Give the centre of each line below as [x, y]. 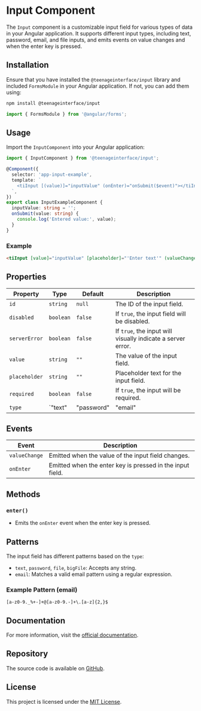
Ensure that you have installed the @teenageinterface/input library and [93, 79]
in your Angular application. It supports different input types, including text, [99, 33]
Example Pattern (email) [42, 590]
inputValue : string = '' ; [44, 208]
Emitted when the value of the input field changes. [119, 455]
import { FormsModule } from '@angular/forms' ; [67, 114]
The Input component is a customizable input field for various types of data [100, 27]
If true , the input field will [151, 314]
